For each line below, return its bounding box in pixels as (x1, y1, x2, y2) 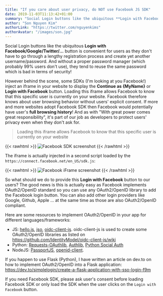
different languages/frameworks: (5, 217, 71, 223)
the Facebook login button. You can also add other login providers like (5, 192, 145, 198)
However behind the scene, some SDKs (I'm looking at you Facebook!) (5, 78, 147, 84)
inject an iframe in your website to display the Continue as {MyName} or (5, 83, 151, 89)
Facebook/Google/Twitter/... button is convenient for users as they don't (5, 48, 152, 54)
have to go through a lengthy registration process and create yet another (5, 53, 150, 59)
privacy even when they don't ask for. (5, 119, 81, 125)
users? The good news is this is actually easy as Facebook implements (5, 182, 147, 187)
